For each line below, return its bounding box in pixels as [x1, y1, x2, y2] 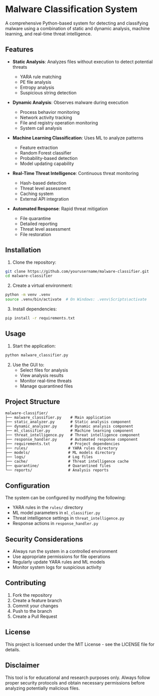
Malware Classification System [5, 4, 138, 15]
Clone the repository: [12, 259, 57, 265]
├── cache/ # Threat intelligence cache [5, 459, 129, 464]
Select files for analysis [20, 367, 69, 373]
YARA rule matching [20, 74, 62, 80]
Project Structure [5, 398, 60, 406]
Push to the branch [12, 608, 52, 614]
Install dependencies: [12, 306, 57, 312]
